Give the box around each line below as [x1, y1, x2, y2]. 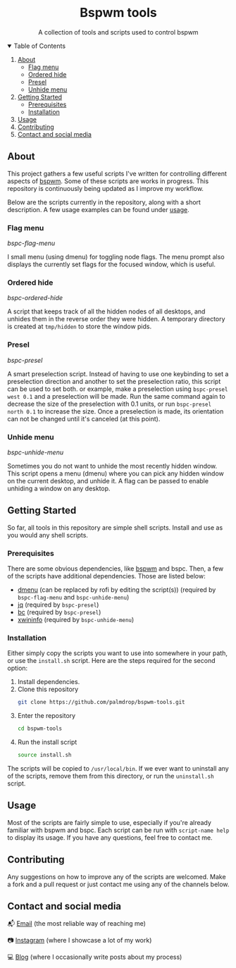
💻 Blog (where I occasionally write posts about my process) [7, 953, 182, 962]
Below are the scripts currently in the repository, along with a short [7, 198, 201, 206]
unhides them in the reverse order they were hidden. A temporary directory [7, 315, 225, 323]
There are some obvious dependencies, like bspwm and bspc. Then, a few [7, 564, 224, 573]
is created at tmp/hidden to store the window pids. [7, 322, 152, 331]
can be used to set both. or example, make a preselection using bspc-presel [7, 385, 228, 393]
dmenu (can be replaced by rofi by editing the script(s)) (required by [17, 585, 216, 594]
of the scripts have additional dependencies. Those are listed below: [7, 572, 206, 581]
